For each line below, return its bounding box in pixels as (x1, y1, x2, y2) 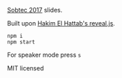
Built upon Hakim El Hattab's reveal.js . (7, 19, 115, 27)
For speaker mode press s (7, 51, 81, 59)
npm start (7, 39, 36, 46)
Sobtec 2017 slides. (7, 6, 63, 14)
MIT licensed (7, 64, 44, 72)
